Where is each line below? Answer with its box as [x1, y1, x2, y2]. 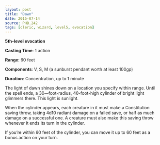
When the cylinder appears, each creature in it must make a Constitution [5, 105, 150, 111]
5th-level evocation [5, 38, 46, 44]
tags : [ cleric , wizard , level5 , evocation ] [5, 25, 95, 30]
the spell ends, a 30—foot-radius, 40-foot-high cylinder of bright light [5, 90, 144, 96]
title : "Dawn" [5, 12, 34, 16]
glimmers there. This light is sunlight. [5, 95, 79, 101]
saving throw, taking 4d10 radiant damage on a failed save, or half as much [5, 110, 155, 116]
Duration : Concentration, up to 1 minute [5, 76, 84, 82]
